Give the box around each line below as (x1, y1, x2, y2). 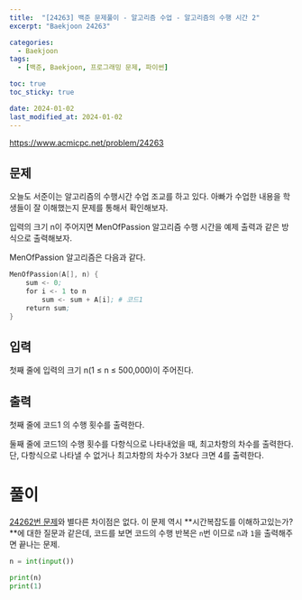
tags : (9, 55, 30, 64)
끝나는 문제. (18, 539, 60, 550)
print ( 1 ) (9, 581, 42, 591)
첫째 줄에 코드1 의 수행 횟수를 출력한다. (9, 420, 145, 430)
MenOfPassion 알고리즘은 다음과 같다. (9, 252, 146, 263)
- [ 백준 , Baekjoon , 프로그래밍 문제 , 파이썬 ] (17, 63, 169, 72)
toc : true (9, 79, 47, 88)
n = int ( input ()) (9, 557, 75, 567)
